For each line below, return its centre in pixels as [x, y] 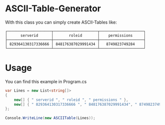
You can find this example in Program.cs [46, 81]
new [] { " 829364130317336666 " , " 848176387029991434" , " [76, 104]
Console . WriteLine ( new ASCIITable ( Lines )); [50, 118]
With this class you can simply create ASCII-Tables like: [61, 22]
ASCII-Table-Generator [53, 9]
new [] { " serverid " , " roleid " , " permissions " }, [71, 100]
